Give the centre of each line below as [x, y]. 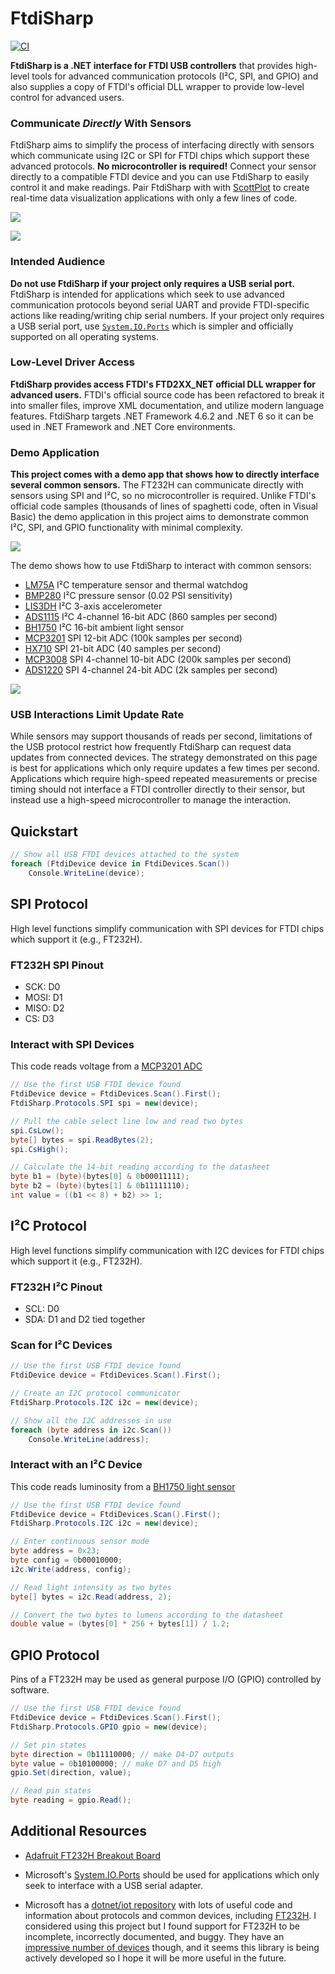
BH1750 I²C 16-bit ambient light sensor [104, 628]
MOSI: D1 [43, 997]
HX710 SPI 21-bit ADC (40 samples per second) [123, 649]
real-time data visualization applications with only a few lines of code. [154, 198]
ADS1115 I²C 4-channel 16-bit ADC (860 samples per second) [151, 617]
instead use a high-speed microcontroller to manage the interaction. [151, 800]
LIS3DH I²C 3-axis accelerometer [93, 606]
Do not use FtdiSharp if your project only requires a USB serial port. [152, 283]
